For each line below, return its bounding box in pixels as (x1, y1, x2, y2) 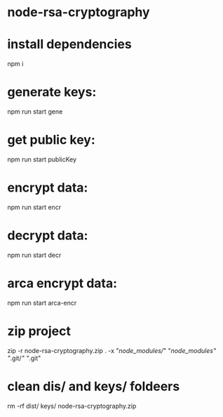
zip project (7, 324, 72, 339)
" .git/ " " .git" (7, 354, 41, 362)
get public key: (7, 132, 96, 148)
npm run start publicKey (7, 155, 77, 164)
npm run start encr (7, 203, 62, 211)
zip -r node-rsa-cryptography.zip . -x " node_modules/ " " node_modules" (7, 346, 216, 355)
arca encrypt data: (7, 275, 118, 291)
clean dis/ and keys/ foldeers (7, 378, 180, 394)
